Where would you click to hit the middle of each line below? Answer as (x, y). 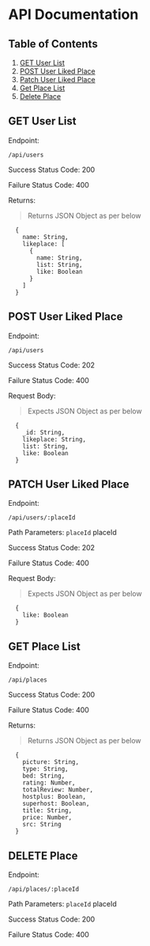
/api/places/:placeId (44, 889)
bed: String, (44, 776)
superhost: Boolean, (56, 804)
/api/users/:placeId (42, 518)
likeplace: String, (54, 439)
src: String (42, 825)
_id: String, (44, 432)
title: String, (47, 811)
